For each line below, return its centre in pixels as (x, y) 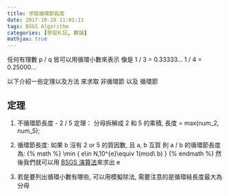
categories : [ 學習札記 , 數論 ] (47, 33)
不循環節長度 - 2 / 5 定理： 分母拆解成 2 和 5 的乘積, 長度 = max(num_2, (118, 123)
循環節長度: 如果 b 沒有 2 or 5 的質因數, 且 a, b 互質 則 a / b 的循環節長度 (119, 144)
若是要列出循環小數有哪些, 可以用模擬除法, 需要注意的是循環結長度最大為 (120, 177)
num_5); (28, 131)
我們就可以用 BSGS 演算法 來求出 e (72, 162)
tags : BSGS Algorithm (38, 26)
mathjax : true (27, 39)
